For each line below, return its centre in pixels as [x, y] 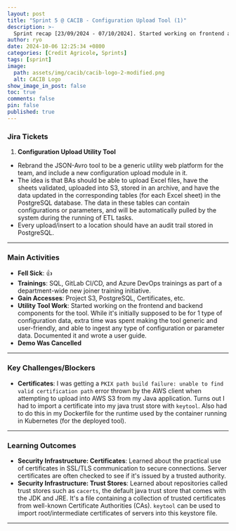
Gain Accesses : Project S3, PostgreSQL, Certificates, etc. [101, 298]
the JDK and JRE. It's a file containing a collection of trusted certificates [122, 498]
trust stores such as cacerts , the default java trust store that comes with [122, 490]
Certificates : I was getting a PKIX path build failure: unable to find [120, 383]
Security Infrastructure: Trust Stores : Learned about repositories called [123, 483]
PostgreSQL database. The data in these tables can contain [103, 203]
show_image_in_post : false [47, 86]
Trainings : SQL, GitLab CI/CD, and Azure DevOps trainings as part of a [120, 283]
